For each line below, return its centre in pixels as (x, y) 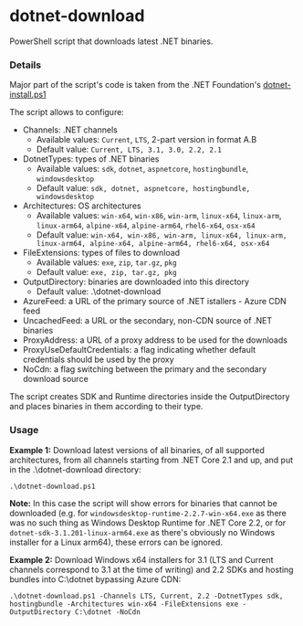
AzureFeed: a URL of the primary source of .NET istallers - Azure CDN (155, 302)
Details (26, 65)
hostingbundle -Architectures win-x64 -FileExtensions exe (124, 604)
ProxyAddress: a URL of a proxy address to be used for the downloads (155, 340)
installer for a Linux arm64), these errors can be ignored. (116, 542)
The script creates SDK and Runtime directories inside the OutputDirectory (150, 397)
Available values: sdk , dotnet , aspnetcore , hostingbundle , (142, 169)
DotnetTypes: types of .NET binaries (91, 159)
